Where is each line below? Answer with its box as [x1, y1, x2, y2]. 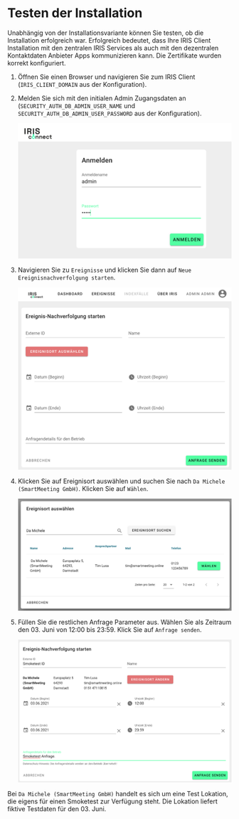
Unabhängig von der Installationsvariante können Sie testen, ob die [7, 28, 204, 37]
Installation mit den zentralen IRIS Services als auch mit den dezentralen [7, 43, 219, 52]
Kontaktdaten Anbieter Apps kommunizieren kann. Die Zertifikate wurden [7, 51, 222, 60]
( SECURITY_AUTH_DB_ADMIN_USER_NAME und [17, 101, 136, 110]
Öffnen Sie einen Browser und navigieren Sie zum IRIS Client [17, 73, 196, 81]
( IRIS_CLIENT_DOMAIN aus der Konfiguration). [17, 80, 147, 88]
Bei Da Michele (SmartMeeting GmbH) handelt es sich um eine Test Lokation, [7, 789, 229, 798]
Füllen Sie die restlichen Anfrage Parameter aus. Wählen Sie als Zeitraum [17, 618, 232, 626]
